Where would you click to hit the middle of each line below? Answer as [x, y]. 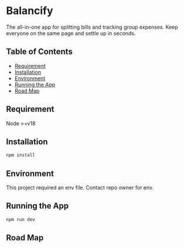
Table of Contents [40, 52]
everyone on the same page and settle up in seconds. [71, 33]
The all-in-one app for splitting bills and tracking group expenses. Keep [92, 27]
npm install [21, 155]
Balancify [30, 11]
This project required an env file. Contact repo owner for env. [80, 188]
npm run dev [21, 219]
